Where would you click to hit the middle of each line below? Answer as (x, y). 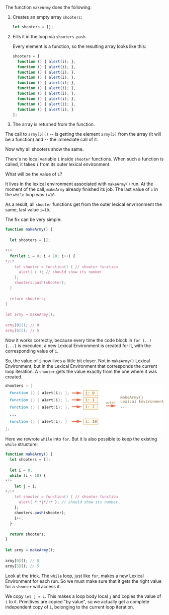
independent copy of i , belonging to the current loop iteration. (70, 607)
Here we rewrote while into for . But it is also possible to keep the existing (81, 439)
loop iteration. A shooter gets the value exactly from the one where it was (81, 371)
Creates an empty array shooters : (47, 17)
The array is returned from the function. (54, 124)
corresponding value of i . (32, 351)
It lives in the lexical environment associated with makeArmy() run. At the (79, 184)
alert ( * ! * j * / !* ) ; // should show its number (68, 502)
